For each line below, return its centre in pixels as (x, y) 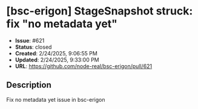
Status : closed (33, 47)
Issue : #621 (30, 40)
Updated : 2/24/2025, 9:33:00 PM (57, 60)
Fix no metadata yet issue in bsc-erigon (56, 99)
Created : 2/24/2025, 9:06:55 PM (56, 53)
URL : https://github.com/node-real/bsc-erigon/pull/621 (84, 66)
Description (29, 85)
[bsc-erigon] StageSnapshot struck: (100, 11)
